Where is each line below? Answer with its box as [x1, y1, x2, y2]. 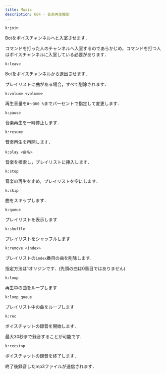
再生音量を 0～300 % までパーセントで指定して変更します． [5, 100, 122, 107]
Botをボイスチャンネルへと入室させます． [5, 35, 90, 41]
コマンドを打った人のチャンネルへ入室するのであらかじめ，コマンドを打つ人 [5, 45, 161, 51]
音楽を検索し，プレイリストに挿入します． [5, 159, 92, 165]
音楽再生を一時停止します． [5, 119, 62, 125]
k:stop [5, 169, 19, 174]
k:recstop [5, 343, 26, 348]
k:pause [5, 110, 21, 115]
